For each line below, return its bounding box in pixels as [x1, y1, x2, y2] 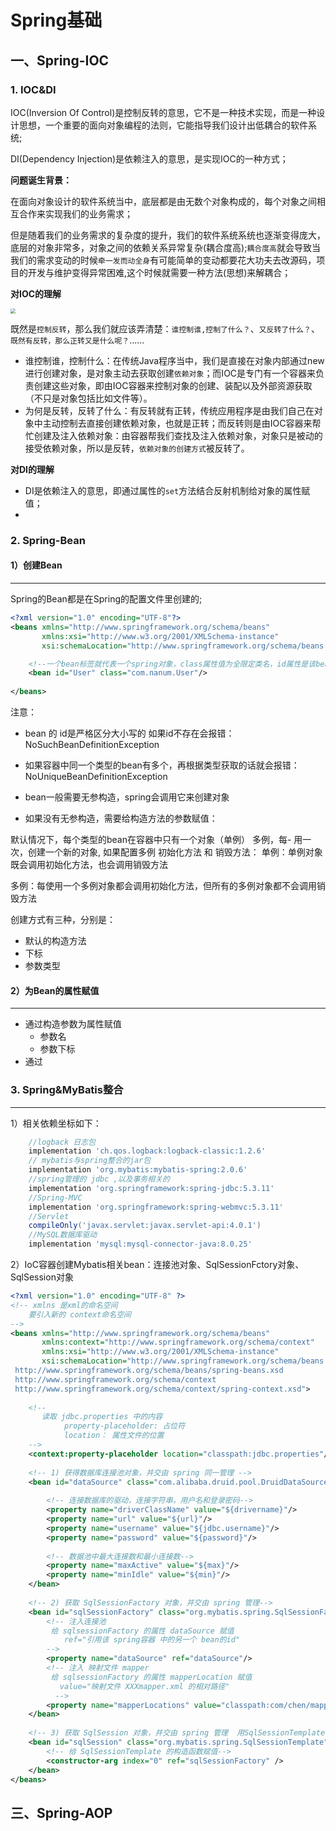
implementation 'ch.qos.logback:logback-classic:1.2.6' [28, 1146, 267, 1156]
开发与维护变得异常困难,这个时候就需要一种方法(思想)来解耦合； [27, 266, 292, 278]
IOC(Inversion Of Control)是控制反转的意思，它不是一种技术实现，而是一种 [10, 106, 317, 118]
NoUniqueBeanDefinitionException [24, 771, 168, 782]
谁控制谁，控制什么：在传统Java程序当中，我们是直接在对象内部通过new [24, 354, 325, 366]
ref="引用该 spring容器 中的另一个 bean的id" [63, 1635, 241, 1645]
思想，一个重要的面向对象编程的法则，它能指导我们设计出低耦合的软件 [18, 119, 308, 131]
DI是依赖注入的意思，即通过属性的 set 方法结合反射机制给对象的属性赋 [24, 484, 311, 496]
